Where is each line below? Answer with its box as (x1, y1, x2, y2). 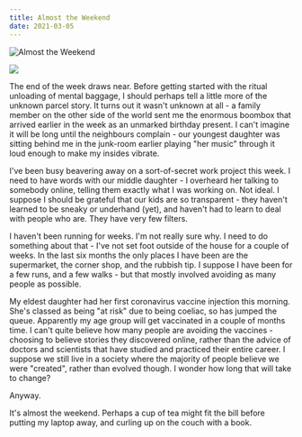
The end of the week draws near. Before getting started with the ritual (9, 80, 268, 91)
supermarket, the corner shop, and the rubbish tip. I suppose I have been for (9, 259, 293, 270)
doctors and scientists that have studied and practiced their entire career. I (9, 343, 286, 354)
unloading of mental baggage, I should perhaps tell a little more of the (9, 90, 268, 101)
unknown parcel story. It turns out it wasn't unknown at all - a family (9, 100, 261, 111)
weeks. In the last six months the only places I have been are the (9, 250, 249, 260)
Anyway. (9, 389, 41, 401)
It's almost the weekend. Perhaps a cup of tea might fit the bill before (9, 407, 265, 418)
